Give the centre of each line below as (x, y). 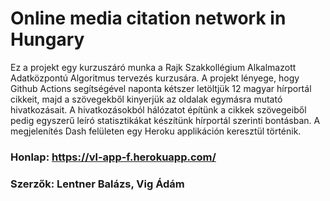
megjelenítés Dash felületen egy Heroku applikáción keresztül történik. (156, 131)
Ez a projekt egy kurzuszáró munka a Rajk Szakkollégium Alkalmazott (153, 67)
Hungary (47, 39)
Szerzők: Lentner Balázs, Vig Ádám (97, 184)
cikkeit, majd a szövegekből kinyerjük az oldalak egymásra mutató (146, 99)
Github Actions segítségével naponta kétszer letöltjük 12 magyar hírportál (161, 88)
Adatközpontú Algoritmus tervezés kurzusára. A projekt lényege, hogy (155, 78)
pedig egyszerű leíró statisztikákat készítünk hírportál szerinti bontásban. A (165, 120)
